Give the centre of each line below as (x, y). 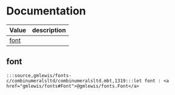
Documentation (46, 11)
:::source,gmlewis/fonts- (39, 75)
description (49, 30)
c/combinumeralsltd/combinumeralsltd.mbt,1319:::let (74, 81)
